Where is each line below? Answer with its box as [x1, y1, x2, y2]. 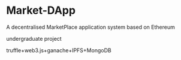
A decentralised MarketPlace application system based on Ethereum [6, 23, 175, 31]
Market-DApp [6, 4, 76, 17]
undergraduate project [6, 35, 62, 42]
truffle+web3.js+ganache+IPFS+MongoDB [6, 46, 112, 54]
